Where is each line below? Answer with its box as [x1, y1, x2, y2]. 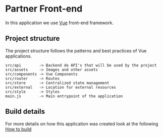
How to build [5, 126, 32, 132]
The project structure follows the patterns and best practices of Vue [5, 47, 147, 53]
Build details [5, 107, 45, 116]
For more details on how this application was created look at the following [5, 120, 158, 126]
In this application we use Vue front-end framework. [5, 20, 114, 26]
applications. [5, 53, 32, 59]
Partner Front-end [5, 3, 83, 15]
